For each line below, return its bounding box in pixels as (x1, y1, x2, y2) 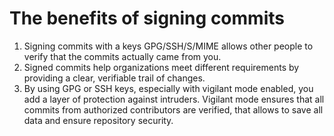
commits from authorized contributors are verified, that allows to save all (23, 103, 324, 116)
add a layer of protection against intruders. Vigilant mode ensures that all (23, 93, 325, 105)
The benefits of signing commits (9, 7, 285, 30)
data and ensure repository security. (23, 114, 174, 126)
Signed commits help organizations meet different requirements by (23, 61, 300, 73)
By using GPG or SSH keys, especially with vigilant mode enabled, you (23, 82, 314, 94)
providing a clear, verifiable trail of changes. (23, 72, 206, 84)
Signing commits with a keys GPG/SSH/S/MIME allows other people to (23, 40, 314, 52)
